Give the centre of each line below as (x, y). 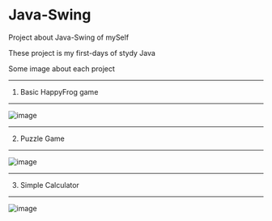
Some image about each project (62, 68)
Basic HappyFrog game (59, 91)
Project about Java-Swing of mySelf (69, 37)
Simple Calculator (49, 185)
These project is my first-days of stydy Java (82, 53)
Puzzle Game (42, 138)
